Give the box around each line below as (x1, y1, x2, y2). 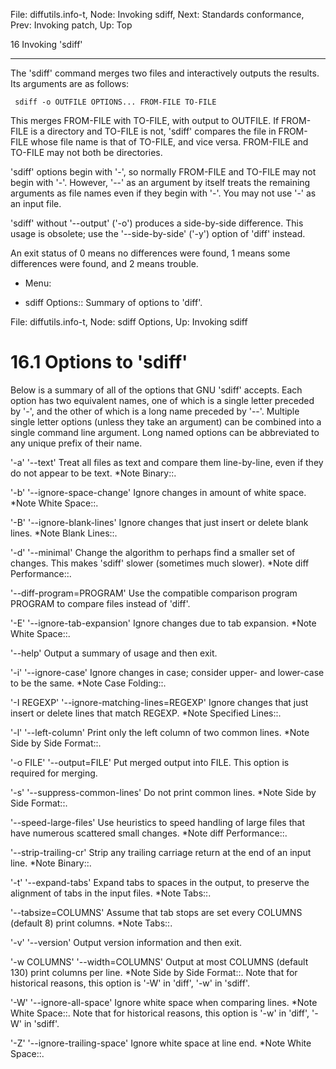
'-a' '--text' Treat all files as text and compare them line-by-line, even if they (10, 456, 324, 468)
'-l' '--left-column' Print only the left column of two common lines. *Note (10, 726, 310, 738)
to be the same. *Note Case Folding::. (10, 677, 167, 689)
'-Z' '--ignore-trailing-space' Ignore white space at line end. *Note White (10, 1037, 312, 1049)
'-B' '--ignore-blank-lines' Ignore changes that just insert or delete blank (10, 516, 309, 528)
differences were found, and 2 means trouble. (10, 258, 199, 269)
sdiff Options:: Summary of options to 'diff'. (24, 297, 203, 308)
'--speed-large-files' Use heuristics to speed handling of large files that (10, 816, 305, 828)
